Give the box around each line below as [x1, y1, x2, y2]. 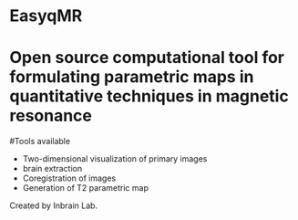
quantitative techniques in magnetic [9, 86, 289, 107]
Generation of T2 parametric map [22, 183, 149, 194]
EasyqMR [9, 5, 83, 26]
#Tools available [9, 136, 71, 147]
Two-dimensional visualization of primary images [22, 153, 208, 164]
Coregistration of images [22, 173, 117, 183]
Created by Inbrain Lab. [9, 200, 98, 211]
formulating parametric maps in [9, 67, 254, 88]
